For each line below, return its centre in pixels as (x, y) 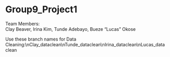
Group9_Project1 (41, 9)
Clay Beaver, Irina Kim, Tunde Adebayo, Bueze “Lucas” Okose (71, 29)
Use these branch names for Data (41, 39)
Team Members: (23, 24)
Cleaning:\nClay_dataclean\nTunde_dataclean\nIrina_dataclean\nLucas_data (85, 44)
